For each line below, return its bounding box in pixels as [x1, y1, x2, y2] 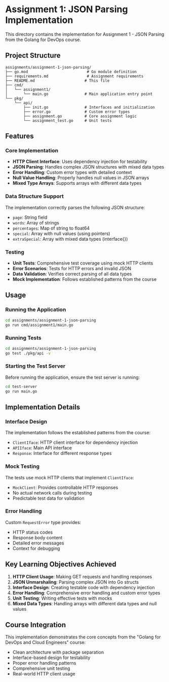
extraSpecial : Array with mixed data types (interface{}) [12, 236, 128, 242]
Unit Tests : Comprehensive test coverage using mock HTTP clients [12, 260, 153, 266]
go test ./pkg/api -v [5, 350, 51, 356]
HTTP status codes [12, 529, 53, 535]
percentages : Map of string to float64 [12, 225, 90, 231]
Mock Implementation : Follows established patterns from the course [12, 276, 157, 282]
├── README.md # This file [5, 78, 110, 83]
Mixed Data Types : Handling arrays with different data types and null [12, 600, 157, 606]
